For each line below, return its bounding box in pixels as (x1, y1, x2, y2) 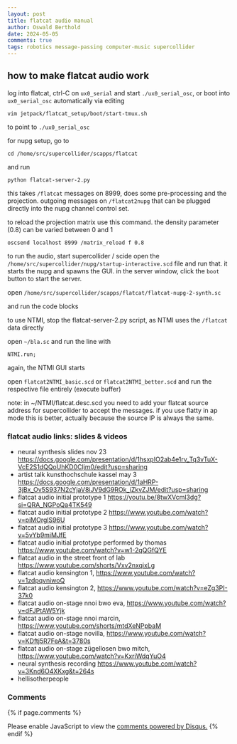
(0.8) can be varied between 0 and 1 (7, 225, 114, 234)
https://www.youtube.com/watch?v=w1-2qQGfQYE (17, 546, 167, 555)
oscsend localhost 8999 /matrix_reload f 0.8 (7, 239, 144, 246)
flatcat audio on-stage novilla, (17, 629, 105, 638)
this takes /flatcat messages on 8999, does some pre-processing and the (7, 189, 227, 197)
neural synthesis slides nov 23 (17, 448, 107, 456)
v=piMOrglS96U (17, 515, 65, 524)
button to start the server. (7, 274, 82, 283)
